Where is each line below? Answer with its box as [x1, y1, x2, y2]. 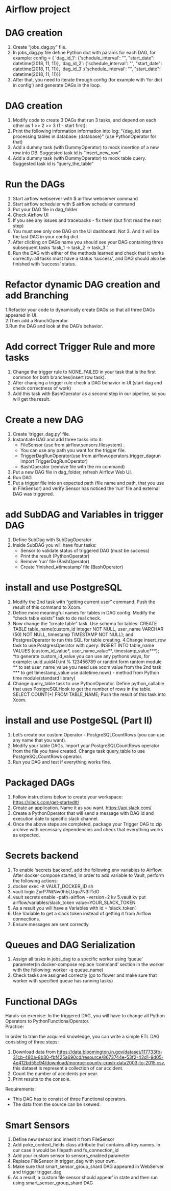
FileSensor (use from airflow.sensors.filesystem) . [20, 442, 125, 448]
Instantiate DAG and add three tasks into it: [12, 436, 103, 442]
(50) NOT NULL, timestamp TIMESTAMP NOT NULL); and [12, 631, 134, 638]
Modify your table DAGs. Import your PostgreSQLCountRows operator [12, 742, 160, 749]
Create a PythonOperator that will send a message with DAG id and [12, 810, 154, 816]
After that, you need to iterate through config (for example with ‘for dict [12, 77, 162, 83]
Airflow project [5, 4, 70, 15]
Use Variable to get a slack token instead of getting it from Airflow [12, 910, 152, 916]
